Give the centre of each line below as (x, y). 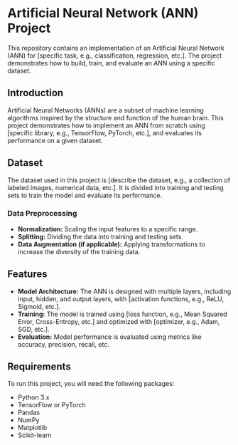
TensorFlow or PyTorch (52, 405)
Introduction (36, 93)
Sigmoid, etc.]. (39, 306)
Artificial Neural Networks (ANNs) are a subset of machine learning (106, 110)
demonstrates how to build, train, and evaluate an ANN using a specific (111, 63)
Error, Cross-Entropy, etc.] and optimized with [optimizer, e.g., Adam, (119, 321)
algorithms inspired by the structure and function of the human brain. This (115, 117)
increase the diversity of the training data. (79, 251)
